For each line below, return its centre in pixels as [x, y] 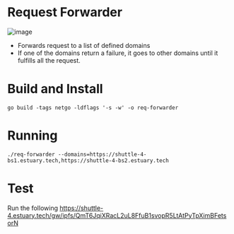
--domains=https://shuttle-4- [102, 154]
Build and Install [55, 89]
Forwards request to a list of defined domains [84, 45]
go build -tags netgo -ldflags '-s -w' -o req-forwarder [93, 107]
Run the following [33, 208]
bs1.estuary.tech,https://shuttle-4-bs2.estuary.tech [88, 160]
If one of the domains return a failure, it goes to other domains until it [118, 53]
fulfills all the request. [49, 60]
